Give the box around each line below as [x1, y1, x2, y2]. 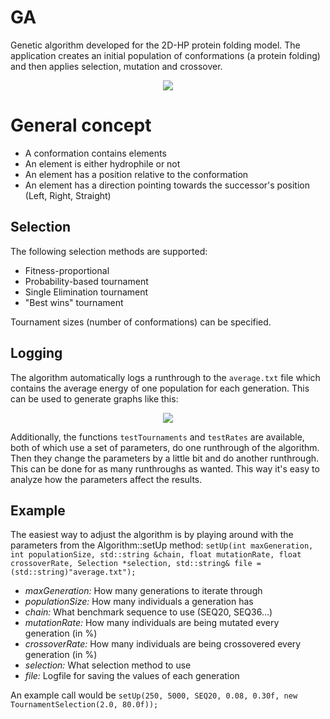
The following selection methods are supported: [10, 245, 208, 257]
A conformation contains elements [24, 147, 167, 159]
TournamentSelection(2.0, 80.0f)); [10, 700, 159, 710]
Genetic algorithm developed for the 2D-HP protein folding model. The [10, 39, 301, 51]
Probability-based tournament [24, 275, 149, 287]
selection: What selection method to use [24, 659, 192, 671]
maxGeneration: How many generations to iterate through [24, 585, 263, 597]
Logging [10, 345, 63, 362]
